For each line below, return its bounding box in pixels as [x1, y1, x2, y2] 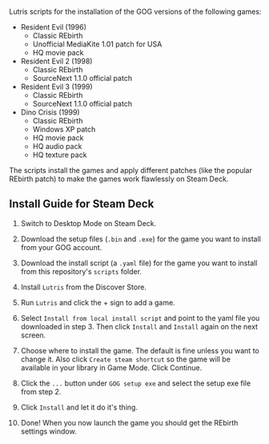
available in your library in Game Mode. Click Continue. [20, 362, 203, 372]
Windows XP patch [32, 124, 96, 134]
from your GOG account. [20, 242, 102, 252]
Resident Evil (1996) [20, 22, 87, 31]
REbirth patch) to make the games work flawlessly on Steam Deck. [9, 174, 229, 184]
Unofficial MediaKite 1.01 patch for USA [32, 39, 163, 49]
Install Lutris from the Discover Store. [20, 282, 147, 292]
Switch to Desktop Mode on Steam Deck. [20, 218, 157, 228]
